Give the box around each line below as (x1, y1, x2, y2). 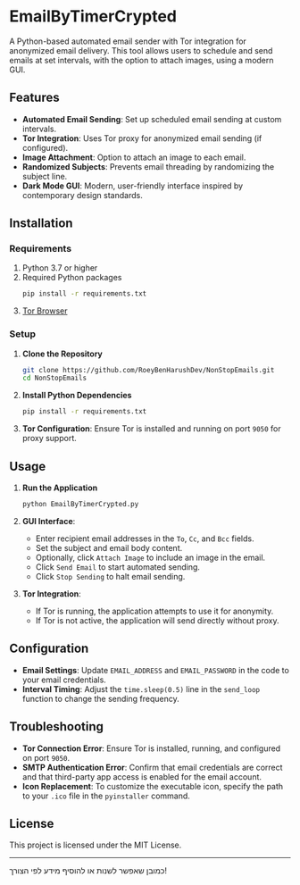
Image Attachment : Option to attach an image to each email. (21, 152, 246, 163)
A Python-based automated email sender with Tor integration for (9, 36, 247, 46)
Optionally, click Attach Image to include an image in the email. (35, 552, 266, 563)
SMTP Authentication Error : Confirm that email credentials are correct (21, 762, 283, 772)
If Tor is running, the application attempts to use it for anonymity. (35, 605, 274, 616)
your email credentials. (21, 674, 107, 685)
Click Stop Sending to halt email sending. (35, 571, 186, 581)
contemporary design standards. (21, 189, 143, 200)
